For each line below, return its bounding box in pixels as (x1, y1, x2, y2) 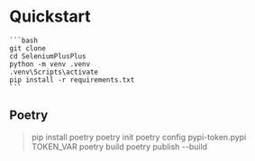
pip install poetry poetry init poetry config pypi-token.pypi (31, 131, 247, 142)
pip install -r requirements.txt (9, 75, 135, 85)
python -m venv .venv (9, 59, 91, 68)
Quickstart (9, 6, 92, 27)
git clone (9, 43, 47, 53)
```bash (9, 36, 39, 45)
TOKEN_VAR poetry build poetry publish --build (31, 141, 208, 152)
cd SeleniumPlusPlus (9, 51, 87, 60)
